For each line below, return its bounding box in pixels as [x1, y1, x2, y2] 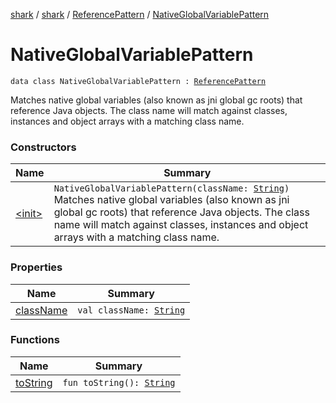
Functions [10, 333, 60, 347]
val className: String [77, 304, 186, 316]
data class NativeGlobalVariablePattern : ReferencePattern [10, 76, 267, 86]
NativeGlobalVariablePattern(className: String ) [53, 183, 290, 194]
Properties [10, 260, 63, 274]
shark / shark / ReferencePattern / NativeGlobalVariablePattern [10, 9, 270, 20]
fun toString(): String [62, 377, 176, 388]
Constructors [10, 140, 77, 154]
